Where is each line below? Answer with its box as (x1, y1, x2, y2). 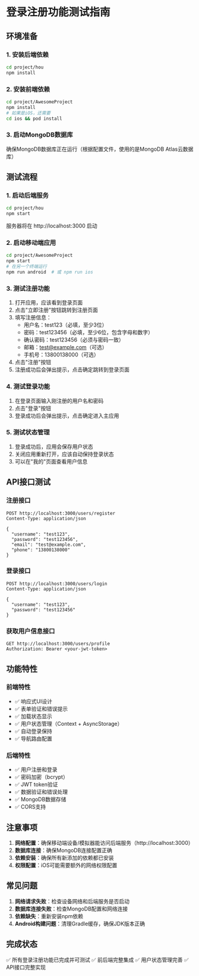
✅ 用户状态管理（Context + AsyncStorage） (14, 720, 123, 727)
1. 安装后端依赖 (6, 50, 49, 58)
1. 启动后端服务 (6, 191, 49, 200)
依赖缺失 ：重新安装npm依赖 (14, 912, 83, 919)
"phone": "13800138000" (11, 546, 70, 553)
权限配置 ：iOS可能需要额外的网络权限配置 (14, 862, 118, 869)
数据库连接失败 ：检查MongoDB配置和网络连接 (14, 905, 128, 912)
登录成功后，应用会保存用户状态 (14, 443, 93, 450)
